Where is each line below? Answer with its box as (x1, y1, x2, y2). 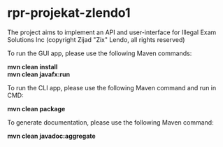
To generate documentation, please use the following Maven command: (7, 118, 215, 127)
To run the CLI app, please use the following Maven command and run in (7, 83, 217, 92)
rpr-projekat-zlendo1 (7, 5, 131, 21)
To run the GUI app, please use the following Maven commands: (7, 49, 192, 57)
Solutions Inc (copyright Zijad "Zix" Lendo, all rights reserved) (7, 35, 185, 43)
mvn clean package (7, 104, 66, 113)
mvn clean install (7, 62, 58, 71)
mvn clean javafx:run (7, 70, 71, 78)
